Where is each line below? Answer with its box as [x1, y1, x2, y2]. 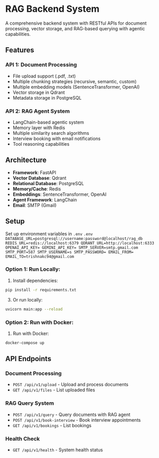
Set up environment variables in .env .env [5, 230, 93, 236]
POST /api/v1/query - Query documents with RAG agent [12, 411, 130, 417]
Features [5, 46, 34, 54]
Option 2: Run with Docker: [5, 318, 74, 326]
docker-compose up [5, 340, 44, 345]
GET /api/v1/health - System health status [12, 447, 103, 453]
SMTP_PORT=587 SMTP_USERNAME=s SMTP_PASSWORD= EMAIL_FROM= [5, 249, 134, 254]
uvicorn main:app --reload [5, 306, 63, 312]
